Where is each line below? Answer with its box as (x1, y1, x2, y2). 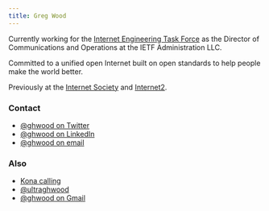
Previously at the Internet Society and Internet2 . (8, 82, 168, 92)
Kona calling (19, 176, 62, 186)
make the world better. (8, 66, 83, 77)
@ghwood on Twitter (19, 120, 90, 130)
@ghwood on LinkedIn (19, 129, 95, 139)
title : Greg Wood (8, 11, 67, 20)
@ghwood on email (19, 138, 85, 147)
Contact (8, 102, 41, 114)
